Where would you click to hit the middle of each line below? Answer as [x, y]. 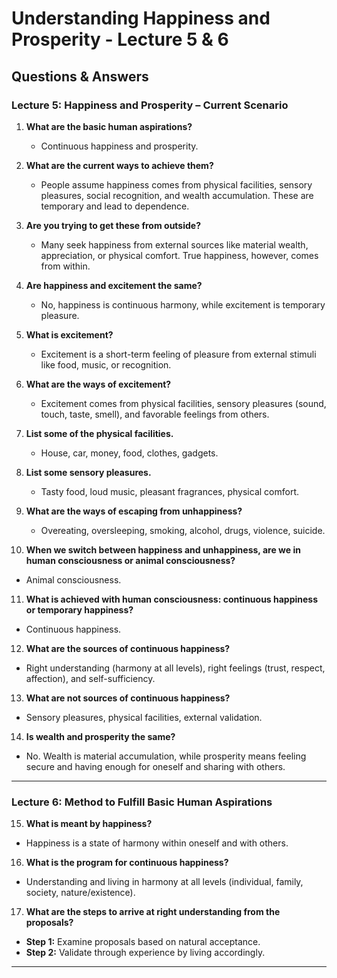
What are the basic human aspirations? [109, 126]
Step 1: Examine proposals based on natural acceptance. [143, 942]
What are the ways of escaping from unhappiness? [134, 511]
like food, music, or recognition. [106, 364]
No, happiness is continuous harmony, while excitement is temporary [183, 304]
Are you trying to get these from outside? [113, 225]
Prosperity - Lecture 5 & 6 [120, 39]
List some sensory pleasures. [88, 472]
